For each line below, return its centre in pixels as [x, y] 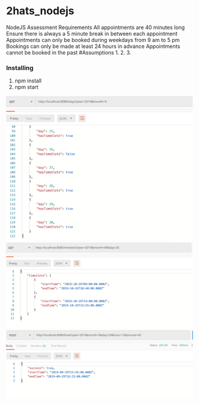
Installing [20, 68]
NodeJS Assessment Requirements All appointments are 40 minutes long [96, 27]
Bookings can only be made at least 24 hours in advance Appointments [93, 46]
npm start [26, 87]
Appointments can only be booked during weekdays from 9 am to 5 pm [93, 40]
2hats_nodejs [40, 11]
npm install [28, 81]
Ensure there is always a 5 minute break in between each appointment [92, 33]
